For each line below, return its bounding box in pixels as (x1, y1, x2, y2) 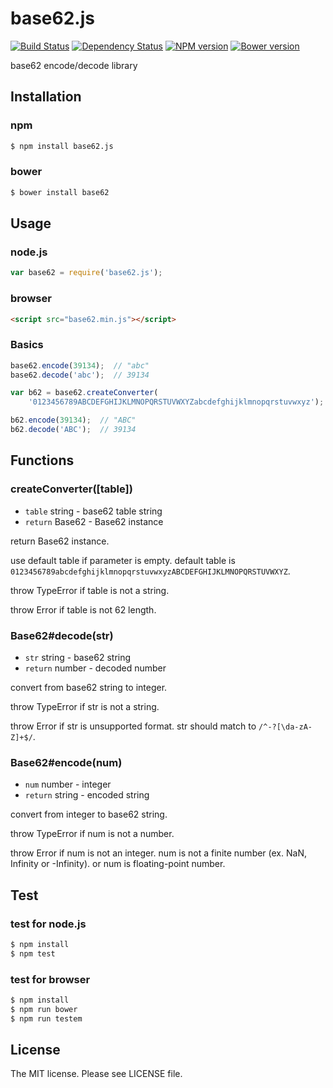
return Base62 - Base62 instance (24, 515, 164, 527)
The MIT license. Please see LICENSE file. (10, 1068, 183, 1080)
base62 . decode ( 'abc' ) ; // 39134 (10, 370, 150, 380)
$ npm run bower (10, 1004, 78, 1014)
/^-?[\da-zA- (258, 722, 313, 732)
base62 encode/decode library (10, 59, 138, 71)
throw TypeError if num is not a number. (10, 828, 175, 840)
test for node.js (10, 917, 87, 931)
